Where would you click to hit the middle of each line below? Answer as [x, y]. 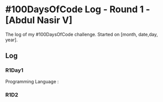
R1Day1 [14, 70]
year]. [12, 40]
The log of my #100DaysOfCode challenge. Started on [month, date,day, [81, 34]
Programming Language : [32, 81]
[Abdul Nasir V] [39, 20]
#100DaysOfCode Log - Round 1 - [78, 9]
